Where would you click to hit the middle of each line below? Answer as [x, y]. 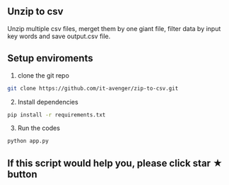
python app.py [28, 141]
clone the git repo [43, 75]
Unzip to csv [35, 12]
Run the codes [39, 128]
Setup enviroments [50, 58]
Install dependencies [48, 102]
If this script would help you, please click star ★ [115, 163]
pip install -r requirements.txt [57, 115]
